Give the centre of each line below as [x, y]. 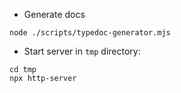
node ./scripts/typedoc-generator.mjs [90, 33]
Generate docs [54, 14]
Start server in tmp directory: [82, 51]
